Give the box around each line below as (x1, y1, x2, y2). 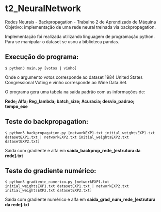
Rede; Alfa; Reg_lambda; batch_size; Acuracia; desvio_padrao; (5, 98, 135, 104)
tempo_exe (5, 103, 28, 109)
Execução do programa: (5, 53, 79, 61)
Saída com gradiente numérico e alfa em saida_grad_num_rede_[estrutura (5, 196, 156, 202)
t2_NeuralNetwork (5, 3, 81, 14)
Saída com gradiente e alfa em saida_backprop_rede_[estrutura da (5, 147, 141, 153)
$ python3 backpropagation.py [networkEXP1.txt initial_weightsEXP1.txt (5, 130, 155, 135)
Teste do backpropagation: (5, 118, 89, 126)
